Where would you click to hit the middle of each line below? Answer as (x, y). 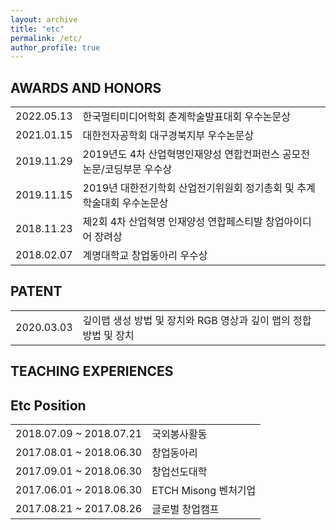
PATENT (36, 291)
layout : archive (44, 19)
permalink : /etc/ (46, 38)
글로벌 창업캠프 (185, 509)
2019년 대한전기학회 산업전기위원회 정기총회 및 (188, 188)
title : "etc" (37, 29)
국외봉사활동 (179, 434)
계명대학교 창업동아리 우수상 (145, 256)
